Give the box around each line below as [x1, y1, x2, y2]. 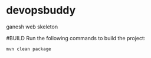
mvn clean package [6, 46, 51, 52]
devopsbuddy [6, 4, 76, 17]
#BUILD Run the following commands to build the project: [6, 34, 146, 41]
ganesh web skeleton [6, 23, 58, 30]
